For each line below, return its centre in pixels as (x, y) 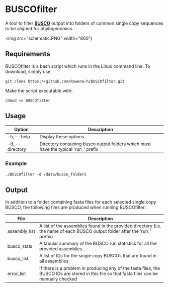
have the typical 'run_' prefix (69, 149)
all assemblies (54, 261)
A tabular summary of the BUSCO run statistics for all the (98, 244)
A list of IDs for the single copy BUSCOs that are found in (98, 256)
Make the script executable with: (39, 90)
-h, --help (19, 137)
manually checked (58, 279)
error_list (17, 273)
